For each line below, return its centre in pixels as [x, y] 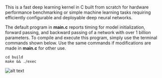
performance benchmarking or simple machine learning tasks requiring [78, 12]
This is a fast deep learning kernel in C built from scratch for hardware [77, 7]
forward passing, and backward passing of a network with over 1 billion [78, 32]
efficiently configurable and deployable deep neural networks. [69, 18]
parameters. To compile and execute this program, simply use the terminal [81, 38]
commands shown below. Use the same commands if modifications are [78, 43]
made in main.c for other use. [36, 48]
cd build [14, 57]
